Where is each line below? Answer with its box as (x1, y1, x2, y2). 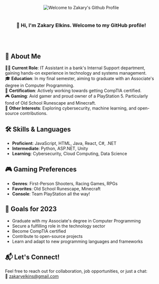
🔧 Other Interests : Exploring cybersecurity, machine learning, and (5, 105, 137, 111)
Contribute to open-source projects (12, 233, 83, 239)
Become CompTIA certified (12, 228, 66, 234)
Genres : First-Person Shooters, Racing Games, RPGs (12, 180, 118, 186)
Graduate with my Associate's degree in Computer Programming (12, 218, 141, 223)
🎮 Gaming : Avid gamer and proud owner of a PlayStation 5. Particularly (5, 93, 148, 99)
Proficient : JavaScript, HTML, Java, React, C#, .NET (12, 140, 117, 146)
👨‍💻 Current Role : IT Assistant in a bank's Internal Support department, (5, 65, 145, 71)
